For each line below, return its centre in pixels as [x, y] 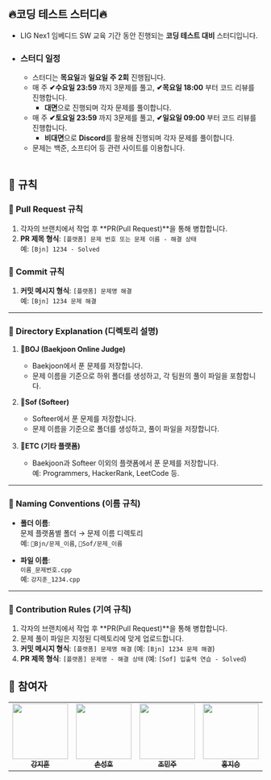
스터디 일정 [40, 58]
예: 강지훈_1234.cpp [50, 578]
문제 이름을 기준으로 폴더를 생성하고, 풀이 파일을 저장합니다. [126, 429]
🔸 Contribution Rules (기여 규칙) [70, 609]
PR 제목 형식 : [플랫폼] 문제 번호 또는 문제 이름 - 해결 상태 [108, 238]
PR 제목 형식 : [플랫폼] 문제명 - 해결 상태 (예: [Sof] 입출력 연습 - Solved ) [133, 658]
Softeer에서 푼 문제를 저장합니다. [84, 419]
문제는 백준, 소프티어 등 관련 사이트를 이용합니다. [108, 148]
